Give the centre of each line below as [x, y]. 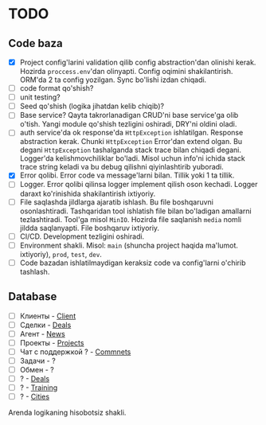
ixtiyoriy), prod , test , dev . [61, 254]
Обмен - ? [37, 369]
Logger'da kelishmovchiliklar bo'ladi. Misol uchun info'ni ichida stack [132, 158]
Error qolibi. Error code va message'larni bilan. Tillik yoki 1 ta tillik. [127, 175]
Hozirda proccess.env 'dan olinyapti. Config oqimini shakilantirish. [126, 72]
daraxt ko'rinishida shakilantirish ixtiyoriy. [88, 193]
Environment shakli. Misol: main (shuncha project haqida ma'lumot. [129, 245]
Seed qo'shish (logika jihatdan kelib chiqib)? [92, 106]
